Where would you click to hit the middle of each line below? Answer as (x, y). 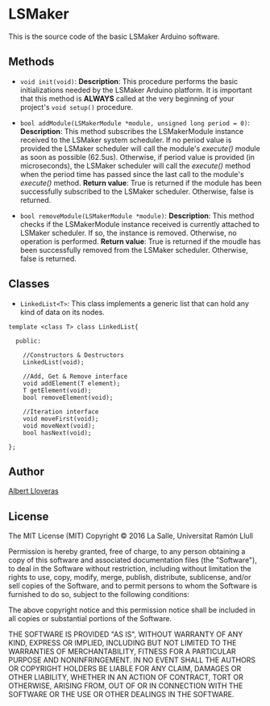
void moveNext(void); (59, 426)
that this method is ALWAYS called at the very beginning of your (127, 99)
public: (29, 341)
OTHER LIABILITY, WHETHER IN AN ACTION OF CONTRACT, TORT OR (126, 677)
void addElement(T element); (72, 383)
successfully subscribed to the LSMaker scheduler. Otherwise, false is (137, 191)
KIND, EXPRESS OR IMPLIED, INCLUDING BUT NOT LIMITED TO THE (123, 643)
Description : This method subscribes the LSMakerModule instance (132, 131)
